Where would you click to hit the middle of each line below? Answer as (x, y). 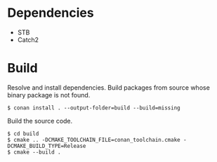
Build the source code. (40, 121)
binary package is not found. (49, 95)
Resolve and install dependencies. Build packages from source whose (109, 87)
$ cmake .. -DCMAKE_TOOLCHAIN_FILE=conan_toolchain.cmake (94, 140)
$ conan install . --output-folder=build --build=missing (94, 108)
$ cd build (23, 134)
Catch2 (28, 39)
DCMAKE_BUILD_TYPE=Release (47, 146)
